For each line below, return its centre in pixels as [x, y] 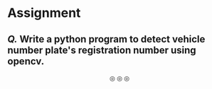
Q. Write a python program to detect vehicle [106, 39]
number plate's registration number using [102, 50]
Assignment [44, 13]
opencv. [26, 61]
